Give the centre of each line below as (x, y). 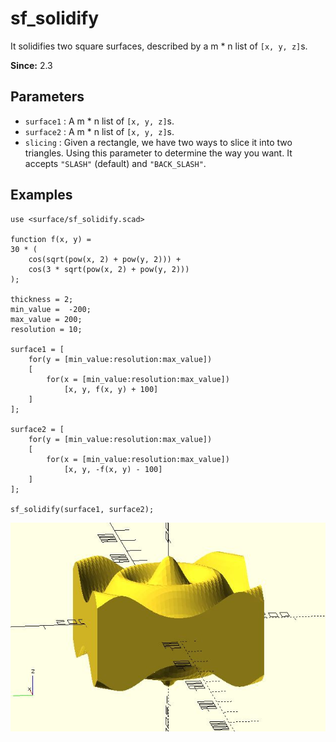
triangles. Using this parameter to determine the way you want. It (158, 153)
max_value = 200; (46, 319)
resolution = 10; (46, 329)
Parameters (47, 97)
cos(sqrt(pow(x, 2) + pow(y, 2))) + (105, 259)
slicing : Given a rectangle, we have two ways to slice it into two (158, 142)
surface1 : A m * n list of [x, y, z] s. (99, 121)
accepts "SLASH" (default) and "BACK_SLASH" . (115, 163)
